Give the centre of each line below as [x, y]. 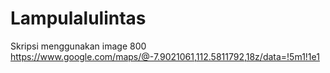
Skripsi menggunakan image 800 [78, 46]
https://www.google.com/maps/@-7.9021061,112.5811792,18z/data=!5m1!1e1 [165, 56]
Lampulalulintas [78, 18]
